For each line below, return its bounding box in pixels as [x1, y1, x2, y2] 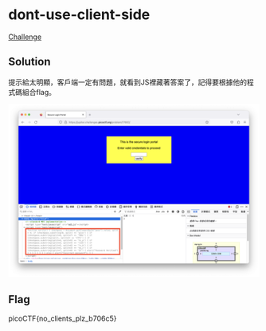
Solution [8, 55, 51, 69]
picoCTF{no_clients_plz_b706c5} [8, 313, 117, 324]
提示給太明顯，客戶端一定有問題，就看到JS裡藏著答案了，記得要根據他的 [8, 77, 247, 87]
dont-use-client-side [8, 6, 151, 24]
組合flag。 [22, 87, 57, 97]
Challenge [8, 32, 42, 41]
